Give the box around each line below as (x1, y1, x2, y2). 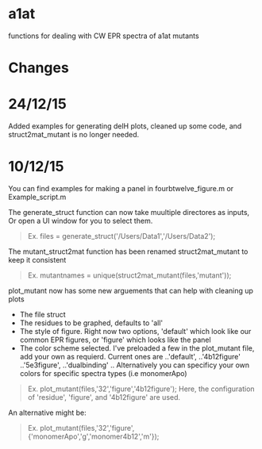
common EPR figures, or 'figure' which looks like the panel (19, 335, 212, 344)
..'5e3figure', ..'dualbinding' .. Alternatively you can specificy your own (19, 360, 250, 370)
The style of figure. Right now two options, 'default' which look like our (19, 327, 252, 336)
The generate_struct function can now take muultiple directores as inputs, (8, 208, 250, 217)
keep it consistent (8, 255, 67, 264)
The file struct (19, 310, 66, 319)
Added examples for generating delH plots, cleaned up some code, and (8, 121, 242, 131)
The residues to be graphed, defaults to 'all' (19, 318, 164, 328)
